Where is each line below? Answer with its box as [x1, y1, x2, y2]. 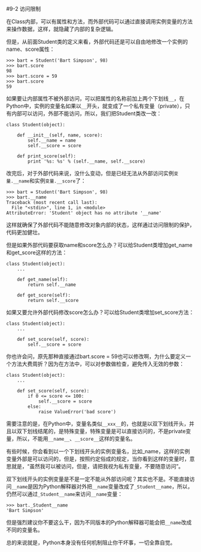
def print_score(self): [17, 153, 77, 159]
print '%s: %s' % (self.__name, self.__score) [28, 158, 146, 164]
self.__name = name [28, 138, 77, 144]
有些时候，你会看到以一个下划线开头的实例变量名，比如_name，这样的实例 [6, 448, 190, 455]
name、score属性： [6, 45, 55, 53]
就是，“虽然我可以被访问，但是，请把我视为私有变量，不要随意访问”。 [11, 463, 184, 469]
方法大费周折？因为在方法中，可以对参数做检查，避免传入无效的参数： [11, 361, 184, 367]
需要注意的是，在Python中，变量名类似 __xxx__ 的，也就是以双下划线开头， [6, 420, 190, 427]
